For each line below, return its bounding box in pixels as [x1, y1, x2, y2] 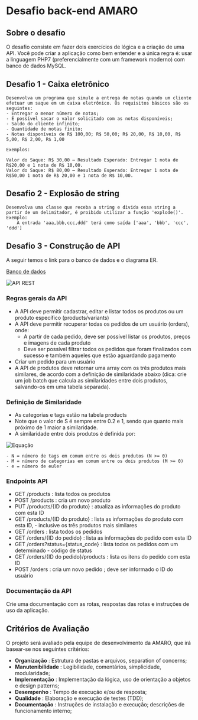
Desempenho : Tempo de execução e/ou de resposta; [14, 689, 147, 696]
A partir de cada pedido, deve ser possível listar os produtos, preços [23, 333, 191, 340]
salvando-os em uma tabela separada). [14, 383, 111, 390]
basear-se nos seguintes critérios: [6, 646, 90, 653]
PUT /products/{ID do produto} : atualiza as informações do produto [14, 503, 181, 510]
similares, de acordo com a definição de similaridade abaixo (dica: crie [14, 371, 187, 378]
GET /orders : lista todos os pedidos [14, 528, 102, 536]
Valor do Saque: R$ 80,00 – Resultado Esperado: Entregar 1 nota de [6, 167, 178, 173]
